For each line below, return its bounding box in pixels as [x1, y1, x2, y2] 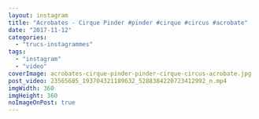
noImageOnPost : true [8, 99, 76, 106]
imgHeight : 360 [8, 92, 58, 99]
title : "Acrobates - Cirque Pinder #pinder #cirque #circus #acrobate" [8, 19, 248, 27]
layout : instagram [8, 11, 68, 20]
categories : [8, 33, 47, 41]
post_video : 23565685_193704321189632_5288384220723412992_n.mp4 [8, 77, 227, 85]
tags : [8, 48, 26, 56]
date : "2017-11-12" [8, 26, 72, 34]
